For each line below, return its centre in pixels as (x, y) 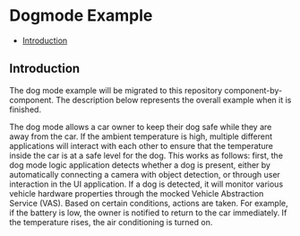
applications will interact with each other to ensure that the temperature (141, 145)
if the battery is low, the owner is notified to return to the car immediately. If (148, 213)
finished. (26, 109)
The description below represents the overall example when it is (173, 100)
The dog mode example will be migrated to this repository (116, 90)
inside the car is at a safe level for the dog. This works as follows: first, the (146, 155)
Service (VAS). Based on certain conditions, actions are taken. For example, (149, 203)
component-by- (253, 90)
